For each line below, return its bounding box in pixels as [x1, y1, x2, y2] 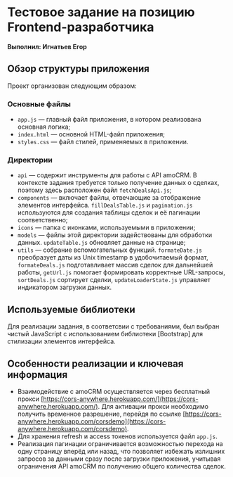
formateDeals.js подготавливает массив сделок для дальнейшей [17, 261, 213, 269]
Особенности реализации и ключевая [7, 357, 184, 369]
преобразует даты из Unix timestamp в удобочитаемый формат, [17, 253, 208, 262]
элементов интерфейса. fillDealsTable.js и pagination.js [17, 201, 193, 210]
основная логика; [17, 122, 71, 131]
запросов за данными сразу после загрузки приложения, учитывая [17, 454, 221, 463]
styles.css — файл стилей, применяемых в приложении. [17, 138, 189, 146]
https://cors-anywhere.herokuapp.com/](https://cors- [43, 395, 199, 403]
